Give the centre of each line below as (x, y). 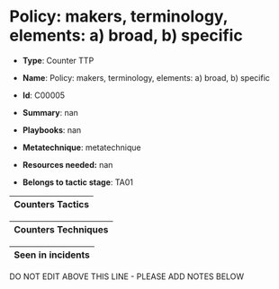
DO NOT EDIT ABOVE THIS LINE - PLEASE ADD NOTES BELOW (127, 276)
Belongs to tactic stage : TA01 (77, 182)
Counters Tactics (52, 204)
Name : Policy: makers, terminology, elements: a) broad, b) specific (146, 77)
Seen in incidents (52, 255)
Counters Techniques (61, 229)
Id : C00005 (44, 95)
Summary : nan (50, 112)
